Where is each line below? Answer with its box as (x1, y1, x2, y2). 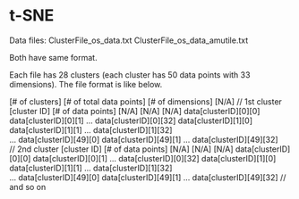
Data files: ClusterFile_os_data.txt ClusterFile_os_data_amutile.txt (9, 35, 249, 46)
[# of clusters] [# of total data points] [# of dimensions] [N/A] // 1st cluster (9, 95, 282, 107)
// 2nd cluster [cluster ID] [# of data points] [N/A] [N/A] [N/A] (9, 144, 234, 154)
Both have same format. (9, 52, 98, 62)
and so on (9, 181, 47, 192)
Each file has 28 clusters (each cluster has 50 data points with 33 (9, 69, 251, 80)
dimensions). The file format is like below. (9, 79, 163, 89)
